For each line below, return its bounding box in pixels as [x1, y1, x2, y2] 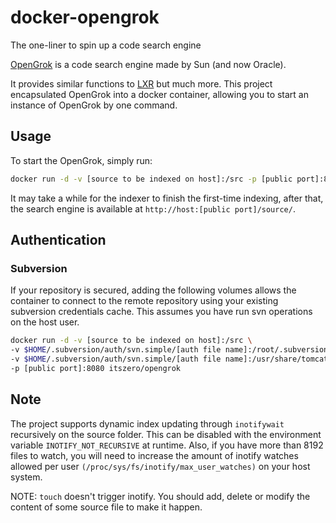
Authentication [10, 232, 107, 249]
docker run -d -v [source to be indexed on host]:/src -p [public [10, 174, 293, 184]
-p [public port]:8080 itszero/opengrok [10, 363, 182, 373]
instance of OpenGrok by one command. [10, 99, 178, 111]
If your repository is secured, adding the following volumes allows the [10, 284, 297, 296]
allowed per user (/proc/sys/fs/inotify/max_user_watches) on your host [10, 460, 311, 472]
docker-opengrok [10, 6, 160, 29]
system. [10, 471, 43, 483]
